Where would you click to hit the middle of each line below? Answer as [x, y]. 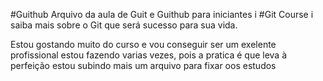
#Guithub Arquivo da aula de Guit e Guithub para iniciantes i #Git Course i [162, 14]
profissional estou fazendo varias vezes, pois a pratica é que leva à [149, 55]
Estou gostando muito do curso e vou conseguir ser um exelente [143, 44]
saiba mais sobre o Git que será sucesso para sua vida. [124, 25]
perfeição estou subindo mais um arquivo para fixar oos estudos [143, 65]
